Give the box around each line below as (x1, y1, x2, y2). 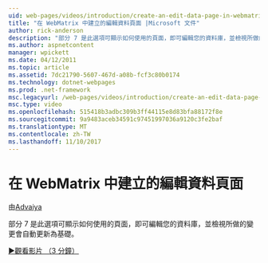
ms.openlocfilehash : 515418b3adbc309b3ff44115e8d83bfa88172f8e (8, 108, 223, 116)
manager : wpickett (8, 49, 69, 57)
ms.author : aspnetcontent (8, 41, 94, 49)
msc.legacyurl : (8, 93, 59, 101)
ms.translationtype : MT (8, 123, 88, 131)
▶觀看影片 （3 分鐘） (8, 246, 80, 256)
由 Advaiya (8, 202, 42, 212)
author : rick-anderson (8, 26, 84, 34)
